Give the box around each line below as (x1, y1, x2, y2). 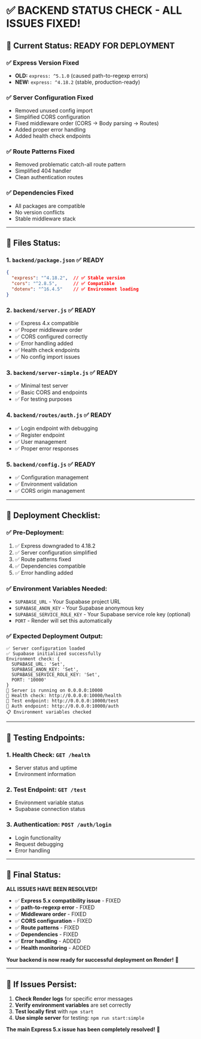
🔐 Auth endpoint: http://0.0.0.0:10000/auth (6, 703, 119, 710)
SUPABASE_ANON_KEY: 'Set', (11, 667, 79, 673)
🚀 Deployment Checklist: (6, 510, 100, 521)
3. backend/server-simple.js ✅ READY (6, 369, 118, 377)
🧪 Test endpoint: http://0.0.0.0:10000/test (6, 698, 119, 704)
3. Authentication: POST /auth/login (6, 820, 112, 829)
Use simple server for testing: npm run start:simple (14, 1014, 145, 1022)
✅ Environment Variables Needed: (6, 584, 108, 593)
